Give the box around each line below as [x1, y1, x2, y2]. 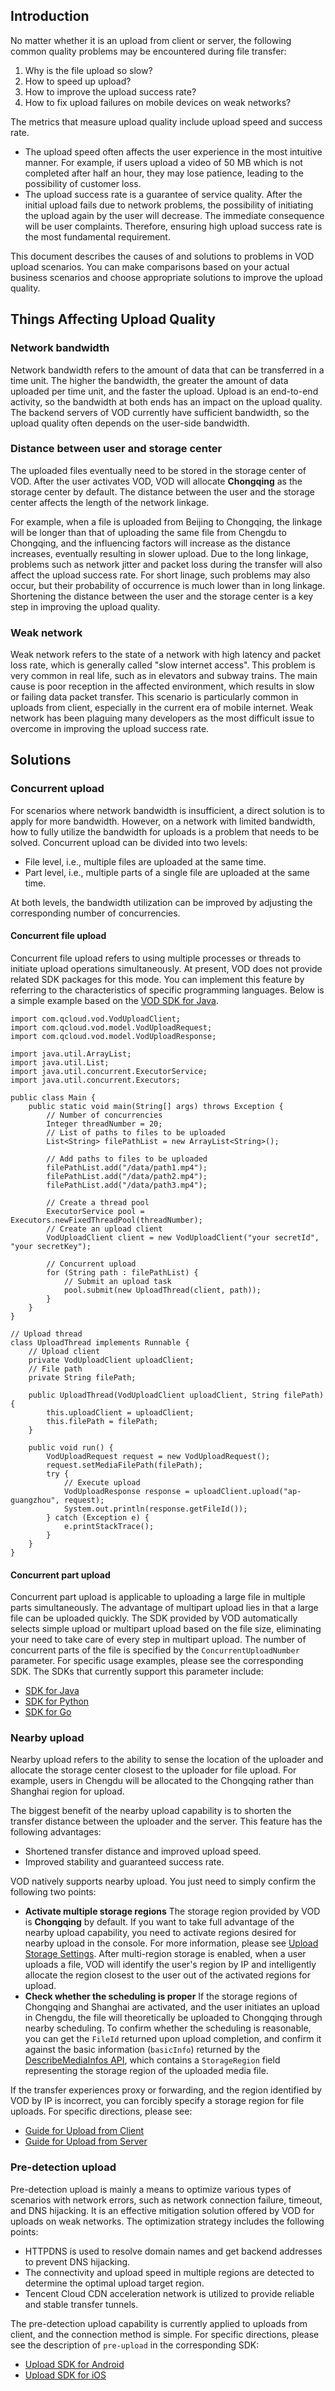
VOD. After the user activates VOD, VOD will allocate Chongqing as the [10, 475, 303, 487]
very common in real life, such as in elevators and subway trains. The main [10, 670, 318, 682]
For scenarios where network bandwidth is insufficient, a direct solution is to [10, 804, 326, 816]
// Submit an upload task [63, 1276, 172, 1286]
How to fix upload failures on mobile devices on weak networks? [24, 96, 292, 108]
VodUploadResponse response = [63, 1486, 190, 1496]
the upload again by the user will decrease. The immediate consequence [24, 209, 325, 221]
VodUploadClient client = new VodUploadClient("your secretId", [46, 1232, 320, 1243]
